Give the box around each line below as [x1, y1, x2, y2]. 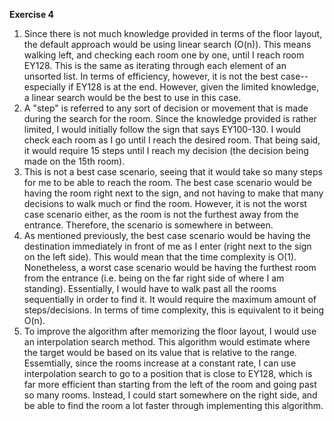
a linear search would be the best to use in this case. [23, 92, 242, 103]
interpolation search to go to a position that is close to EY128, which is [23, 368, 313, 379]
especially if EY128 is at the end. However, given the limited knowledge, [23, 81, 319, 93]
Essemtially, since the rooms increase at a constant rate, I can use [23, 357, 297, 369]
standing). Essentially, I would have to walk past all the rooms [23, 283, 277, 294]
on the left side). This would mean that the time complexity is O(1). [23, 251, 297, 263]
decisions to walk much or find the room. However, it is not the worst [23, 198, 307, 209]
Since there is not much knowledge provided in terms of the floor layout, [23, 28, 323, 39]
